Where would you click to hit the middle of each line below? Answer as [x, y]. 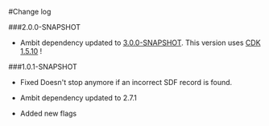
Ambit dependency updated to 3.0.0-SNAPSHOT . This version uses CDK [140, 43]
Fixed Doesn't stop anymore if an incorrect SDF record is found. [126, 82]
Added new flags [48, 113]
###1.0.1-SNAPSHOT [43, 67]
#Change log [30, 12]
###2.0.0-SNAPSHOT [45, 27]
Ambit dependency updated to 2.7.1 [78, 98]
